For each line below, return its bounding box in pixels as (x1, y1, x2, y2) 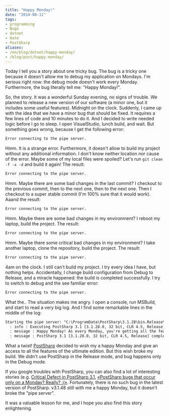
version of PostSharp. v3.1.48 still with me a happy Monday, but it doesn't (5, 385, 157, 391)
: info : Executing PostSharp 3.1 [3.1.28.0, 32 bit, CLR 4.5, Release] (10, 324, 165, 329)
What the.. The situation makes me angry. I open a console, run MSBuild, (5, 299, 156, 305)
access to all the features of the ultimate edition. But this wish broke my (5, 348, 153, 354)
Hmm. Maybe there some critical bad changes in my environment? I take (5, 240, 155, 246)
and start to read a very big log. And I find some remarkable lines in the (5, 304, 152, 310)
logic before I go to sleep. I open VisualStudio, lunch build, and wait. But (5, 121, 154, 127)
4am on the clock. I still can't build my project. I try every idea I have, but (5, 264, 156, 270)
